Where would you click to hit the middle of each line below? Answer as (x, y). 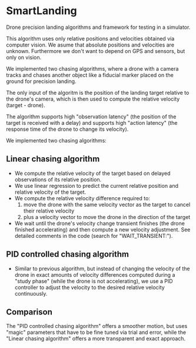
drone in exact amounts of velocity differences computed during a (95, 274)
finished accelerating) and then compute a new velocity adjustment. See (102, 229)
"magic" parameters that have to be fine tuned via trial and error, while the (96, 332)
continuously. (31, 293)
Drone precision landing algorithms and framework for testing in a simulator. (98, 27)
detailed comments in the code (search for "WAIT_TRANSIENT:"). (94, 236)
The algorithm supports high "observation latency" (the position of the (91, 117)
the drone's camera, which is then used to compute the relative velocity (93, 99)
